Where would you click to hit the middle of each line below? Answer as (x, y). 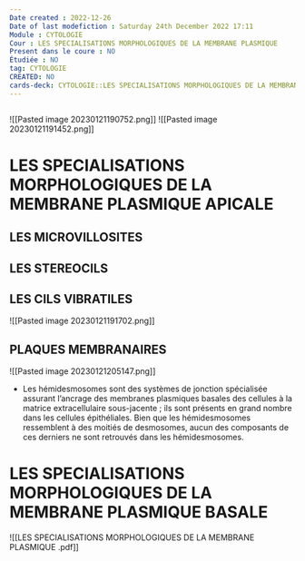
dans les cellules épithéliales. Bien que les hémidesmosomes (137, 418)
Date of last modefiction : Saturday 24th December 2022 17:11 (132, 26)
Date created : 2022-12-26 (60, 18)
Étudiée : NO (34, 60)
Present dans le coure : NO (63, 52)
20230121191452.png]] (52, 129)
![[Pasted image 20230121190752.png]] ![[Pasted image (113, 119)
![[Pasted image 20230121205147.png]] (83, 371)
